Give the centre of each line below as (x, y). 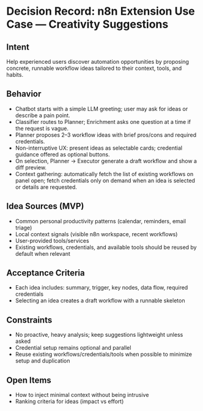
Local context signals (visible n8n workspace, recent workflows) (96, 234)
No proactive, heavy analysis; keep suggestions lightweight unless (99, 335)
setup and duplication (42, 361)
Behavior (24, 94)
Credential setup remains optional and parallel (73, 348)
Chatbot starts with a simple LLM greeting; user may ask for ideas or (102, 109)
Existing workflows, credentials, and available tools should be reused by (106, 247)
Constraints (29, 320)
